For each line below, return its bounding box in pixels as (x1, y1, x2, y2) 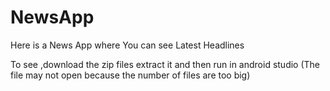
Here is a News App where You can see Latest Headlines (10, 39, 245, 51)
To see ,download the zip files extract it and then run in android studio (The (10, 58, 321, 70)
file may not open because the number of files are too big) (10, 69, 251, 81)
